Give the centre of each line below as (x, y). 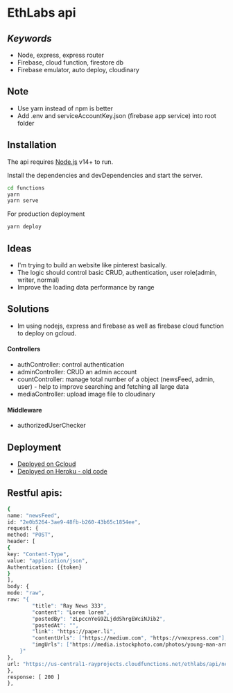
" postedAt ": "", (55, 625)
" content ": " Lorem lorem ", (71, 612)
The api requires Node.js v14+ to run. (60, 162)
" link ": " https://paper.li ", (74, 632)
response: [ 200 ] (34, 677)
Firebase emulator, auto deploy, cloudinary (78, 70)
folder (26, 123)
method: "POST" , (31, 535)
